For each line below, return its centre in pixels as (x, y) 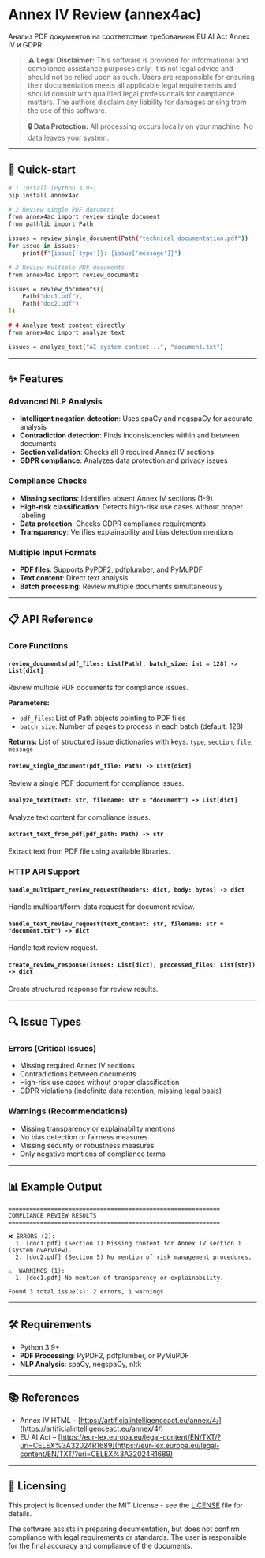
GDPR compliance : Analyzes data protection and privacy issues (123, 460)
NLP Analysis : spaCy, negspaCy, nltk (80, 1365)
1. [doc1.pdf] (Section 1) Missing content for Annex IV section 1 (129, 1244)
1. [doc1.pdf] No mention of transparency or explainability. (119, 1278)
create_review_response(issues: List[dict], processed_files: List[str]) (132, 965)
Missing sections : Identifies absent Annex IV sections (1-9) (116, 498)
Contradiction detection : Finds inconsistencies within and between (129, 435)
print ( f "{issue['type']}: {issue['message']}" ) (102, 253)
